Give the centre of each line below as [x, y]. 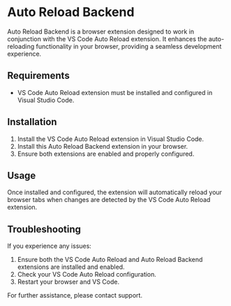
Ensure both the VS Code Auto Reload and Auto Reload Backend [110, 260]
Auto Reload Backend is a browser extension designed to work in [101, 31]
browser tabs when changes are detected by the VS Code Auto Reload [109, 200]
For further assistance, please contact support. [75, 296]
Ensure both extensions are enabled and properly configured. [106, 154]
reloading [21, 46]
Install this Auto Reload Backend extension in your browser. [103, 146]
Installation [32, 122]
